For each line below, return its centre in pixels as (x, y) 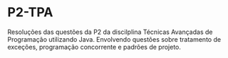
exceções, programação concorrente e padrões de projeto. (94, 47)
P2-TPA (30, 12)
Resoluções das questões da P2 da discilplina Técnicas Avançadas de (110, 32)
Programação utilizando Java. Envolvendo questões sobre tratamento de (114, 39)
